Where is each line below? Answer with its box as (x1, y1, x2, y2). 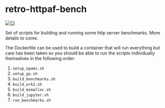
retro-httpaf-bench (5, 3, 87, 15)
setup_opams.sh (12, 66, 45, 71)
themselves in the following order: (5, 55, 76, 61)
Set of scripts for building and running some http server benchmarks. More (5, 29, 160, 35)
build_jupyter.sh (12, 92, 49, 97)
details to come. (5, 35, 39, 41)
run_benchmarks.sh (12, 97, 51, 103)
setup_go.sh (12, 71, 38, 76)
